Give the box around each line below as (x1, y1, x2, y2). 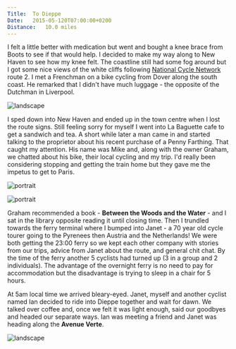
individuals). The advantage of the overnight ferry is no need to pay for (7, 261, 213, 270)
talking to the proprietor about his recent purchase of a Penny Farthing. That (7, 138, 229, 146)
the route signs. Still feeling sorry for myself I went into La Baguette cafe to (7, 123, 225, 131)
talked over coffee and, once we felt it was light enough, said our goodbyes (7, 305, 226, 314)
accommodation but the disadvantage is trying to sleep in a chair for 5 (7, 269, 211, 278)
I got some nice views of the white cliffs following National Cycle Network (7, 65, 221, 74)
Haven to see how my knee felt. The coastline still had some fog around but (7, 58, 227, 66)
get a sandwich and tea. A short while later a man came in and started (7, 130, 211, 138)
